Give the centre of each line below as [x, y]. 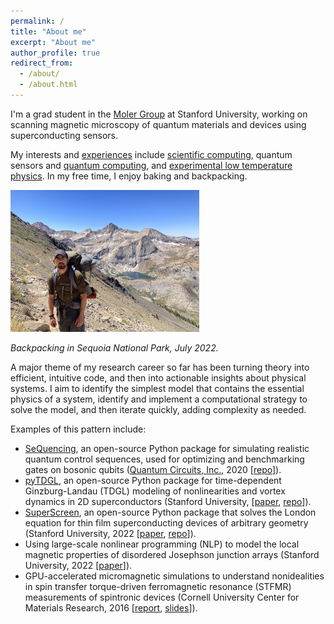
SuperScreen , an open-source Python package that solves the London [170, 512]
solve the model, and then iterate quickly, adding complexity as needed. [158, 409]
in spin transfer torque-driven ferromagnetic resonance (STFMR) [158, 586]
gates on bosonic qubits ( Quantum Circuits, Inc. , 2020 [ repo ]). [153, 469]
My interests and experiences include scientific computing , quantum [151, 154]
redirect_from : [42, 63]
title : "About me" [48, 31]
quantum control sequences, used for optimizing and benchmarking [164, 459]
